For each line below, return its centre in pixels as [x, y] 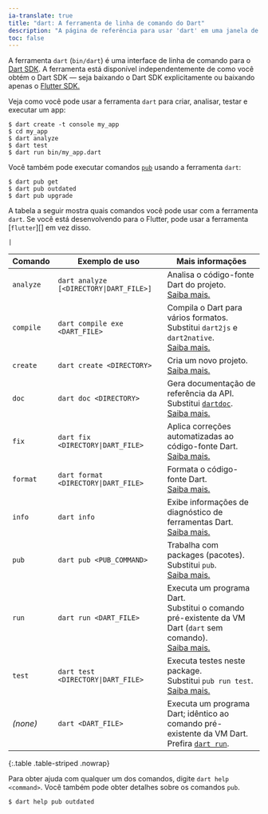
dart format [81, 475]
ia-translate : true [41, 16]
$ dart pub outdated [43, 189]
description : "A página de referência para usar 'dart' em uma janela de [134, 30]
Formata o [186, 469]
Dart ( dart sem [195, 628]
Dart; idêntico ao [198, 713]
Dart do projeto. [196, 285]
